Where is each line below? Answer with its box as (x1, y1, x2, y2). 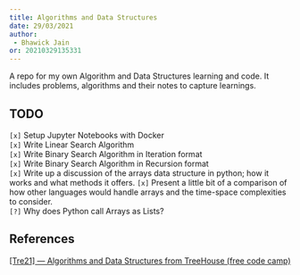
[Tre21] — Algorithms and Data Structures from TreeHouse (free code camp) (9, 255, 292, 266)
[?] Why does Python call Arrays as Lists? (9, 205, 164, 216)
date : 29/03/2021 (9, 21, 74, 30)
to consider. (9, 196, 54, 206)
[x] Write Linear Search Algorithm (9, 139, 135, 150)
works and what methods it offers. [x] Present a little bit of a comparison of (9, 177, 287, 187)
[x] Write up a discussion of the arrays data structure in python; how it (9, 167, 270, 179)
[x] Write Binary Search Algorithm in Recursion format (9, 158, 210, 169)
